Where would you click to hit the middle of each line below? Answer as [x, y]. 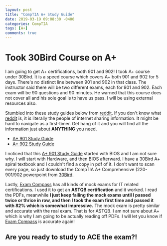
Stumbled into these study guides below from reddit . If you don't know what [83, 113]
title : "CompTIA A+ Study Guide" [40, 14]
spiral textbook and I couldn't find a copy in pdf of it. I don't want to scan [80, 164]
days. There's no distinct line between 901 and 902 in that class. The [76, 82]
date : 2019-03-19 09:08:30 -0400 [40, 19]
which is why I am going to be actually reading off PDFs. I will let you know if [84, 216]
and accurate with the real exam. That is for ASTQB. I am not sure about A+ [82, 211]
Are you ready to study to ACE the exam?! [71, 237]
